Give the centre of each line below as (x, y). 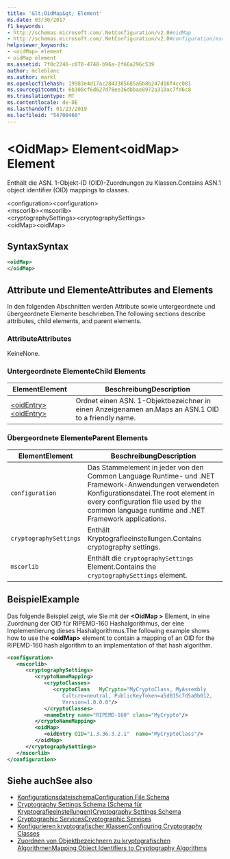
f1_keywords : (26, 26)
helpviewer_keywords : (38, 45)
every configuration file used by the (144, 502)
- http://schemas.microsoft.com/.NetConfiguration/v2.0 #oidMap (99, 33)
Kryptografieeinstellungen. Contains (144, 538)
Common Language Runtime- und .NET (151, 476)
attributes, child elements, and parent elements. (74, 321)
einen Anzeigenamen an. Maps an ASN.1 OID (147, 409)
